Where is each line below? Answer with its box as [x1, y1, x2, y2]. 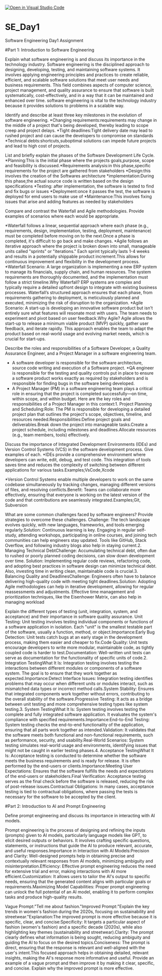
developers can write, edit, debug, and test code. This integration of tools [5, 457, 151, 462]
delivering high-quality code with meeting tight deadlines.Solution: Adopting [5, 578, 157, 584]
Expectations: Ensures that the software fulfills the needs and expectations [5, 768, 154, 774]
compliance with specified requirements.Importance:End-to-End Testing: [5, 716, 150, 722]
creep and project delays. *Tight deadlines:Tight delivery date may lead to [5, 127, 153, 133]
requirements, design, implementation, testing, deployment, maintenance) [5, 228, 152, 234]
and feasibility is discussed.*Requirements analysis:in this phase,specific [5, 162, 151, 168]
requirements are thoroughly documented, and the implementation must [5, 274, 148, 280]
